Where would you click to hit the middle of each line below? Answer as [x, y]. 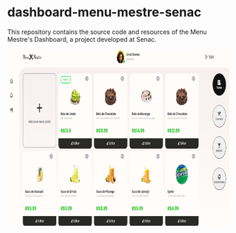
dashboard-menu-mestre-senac [105, 12]
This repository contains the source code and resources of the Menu [107, 32]
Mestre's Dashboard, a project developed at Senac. [82, 39]
